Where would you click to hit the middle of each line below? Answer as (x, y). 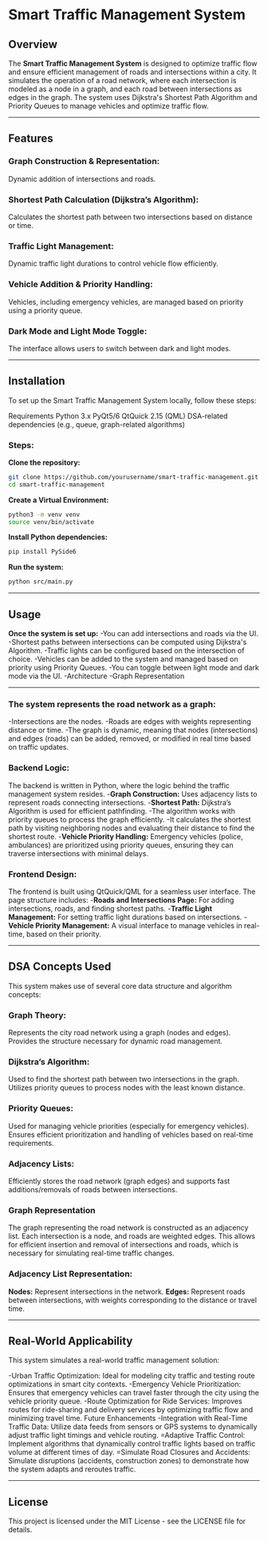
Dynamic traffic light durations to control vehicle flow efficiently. (113, 264)
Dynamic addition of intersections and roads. (82, 178)
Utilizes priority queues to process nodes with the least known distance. (127, 1088)
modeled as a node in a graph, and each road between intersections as (125, 89)
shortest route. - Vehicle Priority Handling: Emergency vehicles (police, (126, 836)
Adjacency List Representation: (71, 1274)
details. (20, 1530)
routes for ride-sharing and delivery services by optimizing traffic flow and (131, 1410)
